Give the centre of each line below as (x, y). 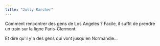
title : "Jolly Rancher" (29, 10)
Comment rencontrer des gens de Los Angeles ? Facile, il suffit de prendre (80, 23)
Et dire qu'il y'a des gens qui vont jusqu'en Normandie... (62, 38)
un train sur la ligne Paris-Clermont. (41, 29)
